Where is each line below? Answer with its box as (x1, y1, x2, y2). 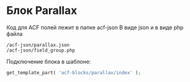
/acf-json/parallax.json (6, 42, 70, 48)
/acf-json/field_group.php (6, 47, 75, 53)
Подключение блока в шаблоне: (6, 58, 91, 65)
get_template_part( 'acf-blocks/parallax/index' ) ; (6, 69, 141, 76)
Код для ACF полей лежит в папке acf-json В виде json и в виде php (6, 24, 184, 31)
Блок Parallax (6, 4, 78, 18)
